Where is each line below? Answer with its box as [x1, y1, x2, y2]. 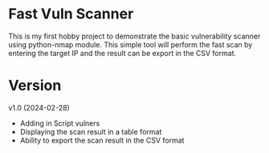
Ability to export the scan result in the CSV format [19, 135, 185, 145]
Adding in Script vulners [19, 118, 100, 128]
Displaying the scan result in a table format [19, 127, 162, 136]
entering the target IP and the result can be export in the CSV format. [8, 48, 237, 58]
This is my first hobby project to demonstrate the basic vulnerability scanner [8, 31, 261, 41]
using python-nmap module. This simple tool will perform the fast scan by [8, 39, 253, 49]
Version [8, 77, 62, 95]
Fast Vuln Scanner [8, 5, 134, 23]
